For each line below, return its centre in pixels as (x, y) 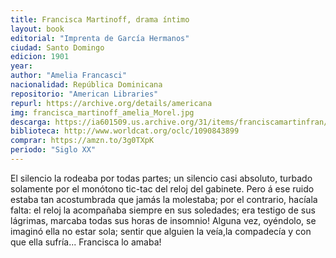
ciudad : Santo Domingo (57, 47)
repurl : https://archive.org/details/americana (111, 103)
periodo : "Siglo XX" (53, 150)
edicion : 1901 (40, 57)
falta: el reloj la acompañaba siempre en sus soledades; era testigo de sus (163, 210)
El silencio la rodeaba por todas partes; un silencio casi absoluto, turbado (161, 178)
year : (21, 66)
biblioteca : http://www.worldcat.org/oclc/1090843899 (125, 131)
